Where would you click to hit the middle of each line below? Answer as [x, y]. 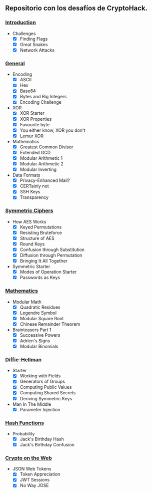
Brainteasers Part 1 [32, 330]
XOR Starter [32, 113]
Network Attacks [37, 50]
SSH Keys [30, 192]
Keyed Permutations [41, 227]
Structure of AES [37, 238]
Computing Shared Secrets [48, 393]
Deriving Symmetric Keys [46, 398]
